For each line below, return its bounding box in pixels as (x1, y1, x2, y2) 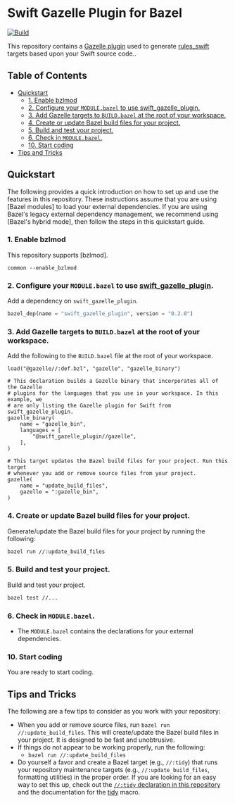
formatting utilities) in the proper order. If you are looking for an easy (17, 773, 217, 782)
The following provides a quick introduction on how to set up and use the (7, 187, 220, 196)
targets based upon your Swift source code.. (7, 49, 137, 58)
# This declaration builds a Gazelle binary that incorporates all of (7, 378, 219, 385)
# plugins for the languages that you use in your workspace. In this (7, 390, 219, 397)
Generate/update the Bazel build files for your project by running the (7, 526, 205, 536)
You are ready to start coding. (7, 668, 94, 676)
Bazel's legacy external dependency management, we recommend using (7, 210, 219, 218)
